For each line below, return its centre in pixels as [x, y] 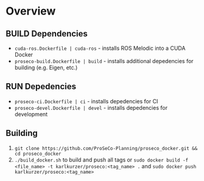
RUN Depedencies [41, 87]
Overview [31, 11]
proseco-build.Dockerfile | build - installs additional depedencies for [104, 61]
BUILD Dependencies [47, 34]
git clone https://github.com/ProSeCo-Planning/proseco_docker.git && [106, 148]
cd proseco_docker [38, 154]
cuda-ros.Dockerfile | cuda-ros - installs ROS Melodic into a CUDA [100, 48]
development [31, 114]
